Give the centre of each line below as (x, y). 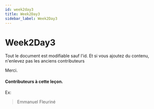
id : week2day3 (19, 9)
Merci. (11, 70)
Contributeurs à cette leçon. (34, 81)
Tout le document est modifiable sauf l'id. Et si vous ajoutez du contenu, (77, 56)
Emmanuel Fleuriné (36, 102)
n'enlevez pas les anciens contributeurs (45, 61)
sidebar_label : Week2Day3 (31, 18)
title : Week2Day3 (23, 14)
